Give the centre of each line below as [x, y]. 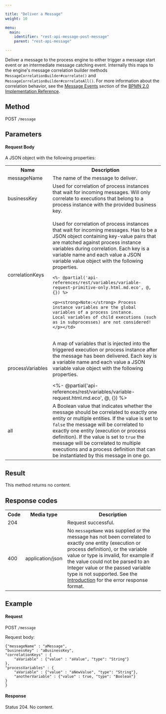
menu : [11, 28]
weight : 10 [16, 19]
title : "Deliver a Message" [34, 14]
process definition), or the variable [107, 549]
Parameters [23, 134]
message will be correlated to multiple [97, 443]
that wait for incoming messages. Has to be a [105, 230]
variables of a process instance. [93, 312]
